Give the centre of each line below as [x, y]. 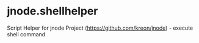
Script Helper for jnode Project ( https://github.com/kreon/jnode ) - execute [100, 28]
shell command [26, 34]
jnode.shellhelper [52, 11]
